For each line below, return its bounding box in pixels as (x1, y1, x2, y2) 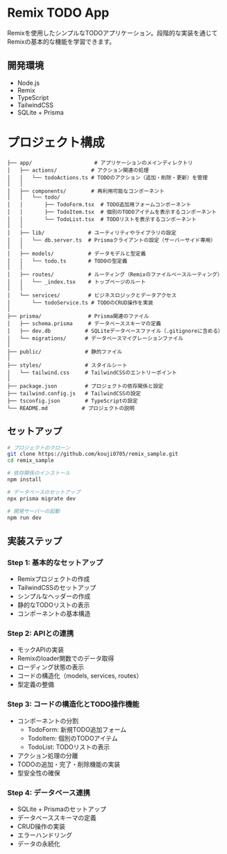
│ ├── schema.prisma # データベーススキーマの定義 (7, 320, 162, 327)
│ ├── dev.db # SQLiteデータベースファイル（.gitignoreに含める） (7, 327, 224, 334)
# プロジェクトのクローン (7, 444, 71, 451)
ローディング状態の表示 (17, 663, 85, 671)
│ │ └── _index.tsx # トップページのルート (7, 278, 146, 286)
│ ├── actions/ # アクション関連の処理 (7, 167, 149, 174)
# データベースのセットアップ (7, 488, 81, 495)
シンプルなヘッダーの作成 (17, 592, 91, 600)
